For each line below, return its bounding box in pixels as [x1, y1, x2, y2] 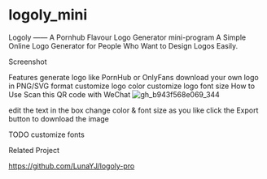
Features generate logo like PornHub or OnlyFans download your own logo [8, 72, 259, 82]
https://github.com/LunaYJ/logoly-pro [8, 160, 135, 171]
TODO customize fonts [8, 130, 85, 139]
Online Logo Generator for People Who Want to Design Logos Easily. [8, 40, 239, 50]
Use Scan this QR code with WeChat [8, 89, 131, 99]
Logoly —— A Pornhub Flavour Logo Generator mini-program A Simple [8, 32, 247, 42]
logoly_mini [8, 6, 88, 24]
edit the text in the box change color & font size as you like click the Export [8, 105, 259, 115]
